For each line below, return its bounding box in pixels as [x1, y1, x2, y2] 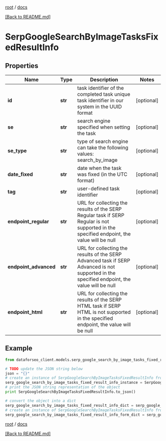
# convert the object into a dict [5, 398, 77, 403]
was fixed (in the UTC [77, 171, 127, 178]
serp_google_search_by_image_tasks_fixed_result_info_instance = [5, 380, 142, 385]
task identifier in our [77, 97, 124, 104]
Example [5, 344, 33, 353]
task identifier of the [77, 84, 124, 91]
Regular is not [77, 218, 110, 225]
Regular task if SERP [77, 212, 124, 219]
